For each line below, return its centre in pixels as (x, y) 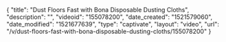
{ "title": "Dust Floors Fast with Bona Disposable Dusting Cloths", (98, 10)
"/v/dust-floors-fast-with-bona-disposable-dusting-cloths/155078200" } (109, 31)
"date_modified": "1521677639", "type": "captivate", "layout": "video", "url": (113, 24)
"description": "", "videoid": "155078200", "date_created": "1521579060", (110, 17)
